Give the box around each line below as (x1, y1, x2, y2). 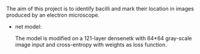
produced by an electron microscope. (6, 11, 100, 19)
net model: (14, 23, 42, 30)
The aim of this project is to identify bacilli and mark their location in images (6, 5, 195, 12)
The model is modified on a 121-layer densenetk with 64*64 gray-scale (14, 35, 192, 41)
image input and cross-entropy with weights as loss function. (14, 41, 167, 48)
